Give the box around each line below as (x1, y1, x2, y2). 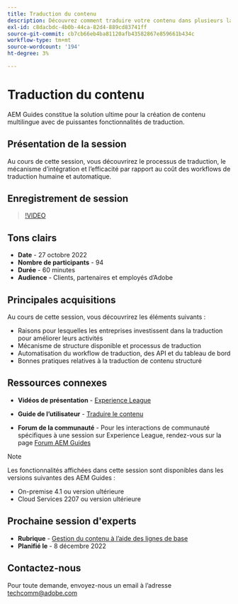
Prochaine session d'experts (7, 515, 137, 527)
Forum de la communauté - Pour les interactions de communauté (17, 423, 210, 432)
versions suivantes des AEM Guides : (7, 473, 115, 482)
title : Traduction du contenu (7, 10, 97, 18)
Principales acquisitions (7, 293, 116, 306)
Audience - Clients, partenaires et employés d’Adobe (17, 274, 174, 282)
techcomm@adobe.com (7, 588, 78, 597)
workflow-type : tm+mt (7, 37, 72, 44)
